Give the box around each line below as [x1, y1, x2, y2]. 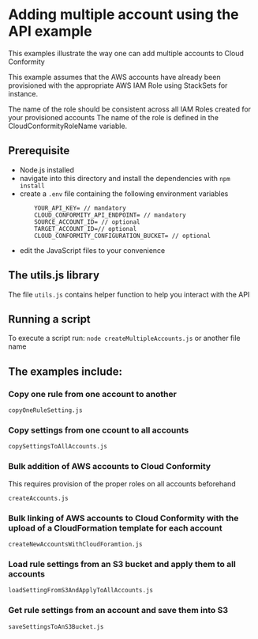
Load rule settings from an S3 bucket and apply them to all [8, 558, 237, 569]
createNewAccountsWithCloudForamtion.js [8, 540, 144, 548]
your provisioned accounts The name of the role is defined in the [8, 112, 219, 122]
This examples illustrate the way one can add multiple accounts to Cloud [8, 48, 245, 58]
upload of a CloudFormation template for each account [8, 522, 222, 533]
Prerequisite [8, 144, 70, 157]
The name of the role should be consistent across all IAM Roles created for [8, 104, 251, 114]
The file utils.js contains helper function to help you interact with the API [8, 289, 250, 299]
